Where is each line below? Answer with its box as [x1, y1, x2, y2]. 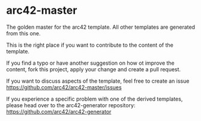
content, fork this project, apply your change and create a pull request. [6, 65, 181, 72]
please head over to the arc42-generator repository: [6, 101, 136, 108]
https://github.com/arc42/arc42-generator [6, 108, 112, 115]
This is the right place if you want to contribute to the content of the [6, 41, 174, 49]
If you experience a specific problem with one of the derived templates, [6, 95, 183, 102]
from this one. [6, 29, 41, 37]
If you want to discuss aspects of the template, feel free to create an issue [6, 77, 190, 84]
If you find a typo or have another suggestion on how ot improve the [6, 59, 175, 66]
